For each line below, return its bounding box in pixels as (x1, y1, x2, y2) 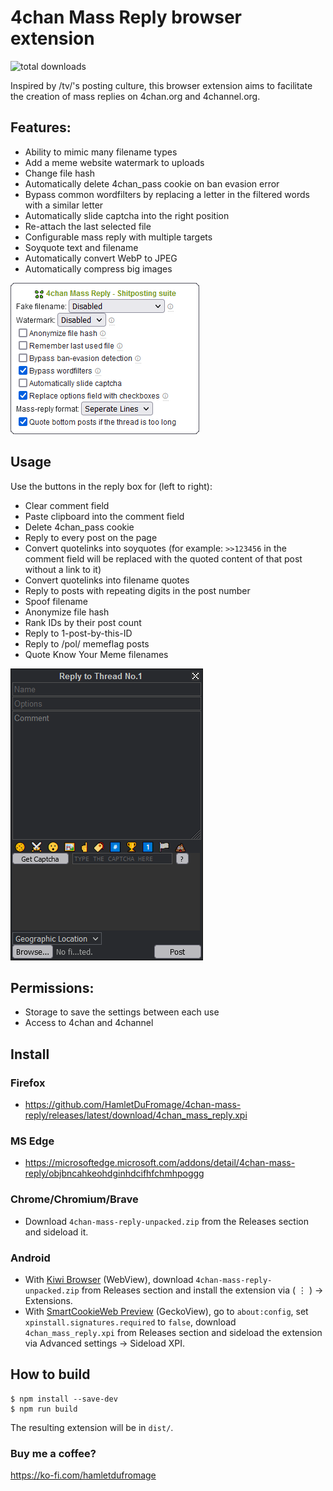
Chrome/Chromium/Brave (10, 1192, 139, 1206)
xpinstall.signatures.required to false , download (24, 1316, 237, 1328)
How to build (10, 1366, 91, 1383)
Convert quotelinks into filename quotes (24, 574, 190, 586)
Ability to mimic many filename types (24, 146, 178, 158)
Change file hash (24, 167, 95, 179)
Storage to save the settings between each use (24, 1006, 220, 1018)
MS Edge (10, 1134, 55, 1148)
